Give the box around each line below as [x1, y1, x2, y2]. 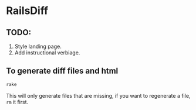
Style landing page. [14, 43, 62, 50]
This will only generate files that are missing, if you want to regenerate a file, [6, 92, 191, 99]
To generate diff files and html [6, 66, 119, 76]
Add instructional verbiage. [14, 49, 80, 56]
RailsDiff [6, 4, 49, 18]
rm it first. [6, 98, 29, 105]
